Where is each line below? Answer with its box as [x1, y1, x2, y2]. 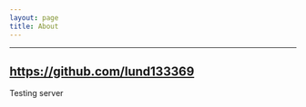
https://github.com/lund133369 [9, 63, 195, 79]
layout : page [9, 13, 59, 23]
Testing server [9, 88, 64, 99]
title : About [9, 22, 59, 31]
